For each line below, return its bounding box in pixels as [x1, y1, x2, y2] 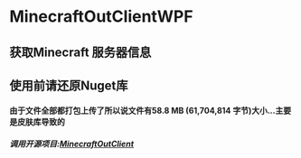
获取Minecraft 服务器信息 [9, 44, 152, 60]
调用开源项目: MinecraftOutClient [9, 138, 134, 150]
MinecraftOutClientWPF [9, 6, 193, 27]
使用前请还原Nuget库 [9, 78, 128, 93]
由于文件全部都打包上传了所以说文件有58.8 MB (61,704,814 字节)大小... [9, 105, 276, 116]
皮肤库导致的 [16, 116, 65, 127]
